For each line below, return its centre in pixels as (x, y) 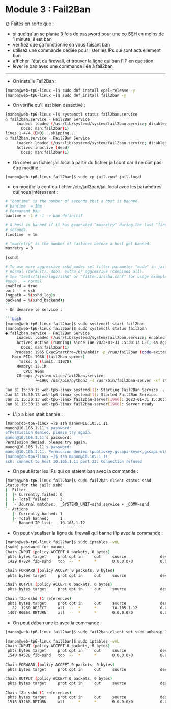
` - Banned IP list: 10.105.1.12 (49, 523)
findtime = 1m (21, 234)
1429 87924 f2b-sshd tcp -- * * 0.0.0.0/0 (70, 561)
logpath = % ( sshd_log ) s (31, 295)
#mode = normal (24, 281)
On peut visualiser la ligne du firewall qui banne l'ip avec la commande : (88, 533)
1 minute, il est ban (32, 39)
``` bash (13, 319)
